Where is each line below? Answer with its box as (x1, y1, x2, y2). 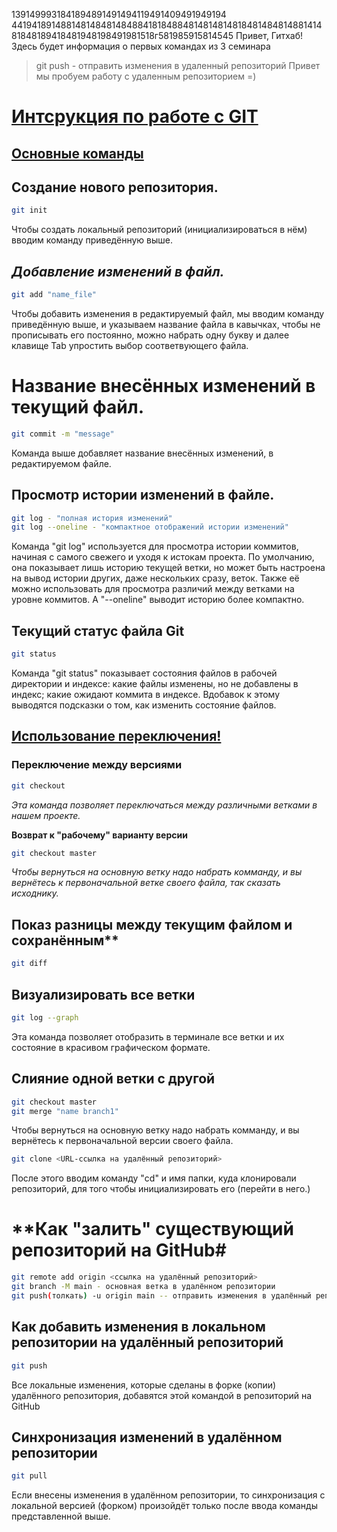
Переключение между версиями (11, 758, 183, 772)
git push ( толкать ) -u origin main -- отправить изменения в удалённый (11, 1290, 312, 1301)
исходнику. (11, 887, 59, 899)
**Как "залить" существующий (11, 1218, 294, 1241)
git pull (11, 1471, 48, 1481)
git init (11, 205, 48, 216)
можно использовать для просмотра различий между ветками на (11, 583, 295, 595)
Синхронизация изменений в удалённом (11, 1429, 283, 1446)
